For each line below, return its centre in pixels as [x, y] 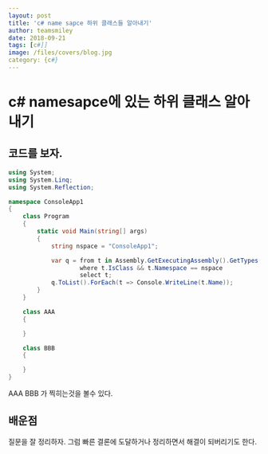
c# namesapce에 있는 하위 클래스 [114, 102]
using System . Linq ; [41, 180]
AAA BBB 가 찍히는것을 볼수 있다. [61, 393]
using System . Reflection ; [51, 187]
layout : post [30, 16]
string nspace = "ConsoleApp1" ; [104, 246]
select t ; [96, 276]
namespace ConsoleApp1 [46, 202]
